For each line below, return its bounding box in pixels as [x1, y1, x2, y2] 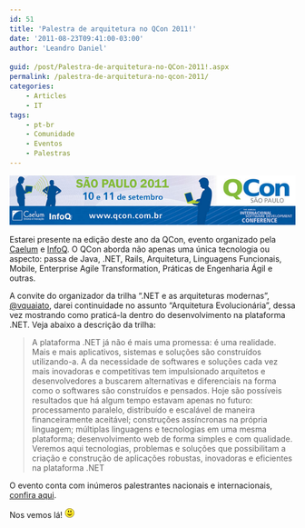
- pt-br [25, 120, 54, 129]
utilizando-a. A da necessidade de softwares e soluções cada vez [31, 356, 279, 367]
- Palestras [25, 149, 71, 158]
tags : [9, 110, 30, 120]
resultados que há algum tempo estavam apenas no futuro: [31, 395, 253, 406]
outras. [9, 273, 36, 284]
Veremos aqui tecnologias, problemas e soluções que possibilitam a [31, 443, 286, 454]
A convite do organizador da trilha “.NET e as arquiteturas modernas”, [9, 291, 270, 302]
